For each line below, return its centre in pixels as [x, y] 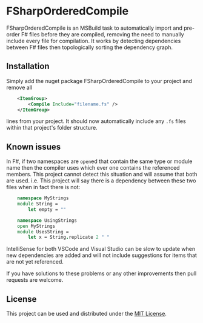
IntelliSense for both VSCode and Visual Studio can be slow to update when [101, 249]
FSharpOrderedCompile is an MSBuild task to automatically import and [95, 28]
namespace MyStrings [43, 198]
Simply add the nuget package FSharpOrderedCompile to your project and [99, 81]
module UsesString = [43, 231]
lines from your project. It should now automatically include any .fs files [96, 121]
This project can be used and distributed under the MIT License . [86, 314]
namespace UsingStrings [47, 220]
